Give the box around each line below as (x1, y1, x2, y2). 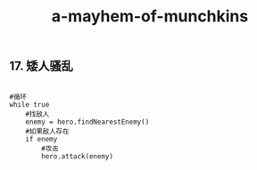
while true (9, 100, 50, 109)
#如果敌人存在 (25, 126, 70, 135)
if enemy (25, 134, 58, 143)
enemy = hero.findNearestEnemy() (25, 117, 150, 126)
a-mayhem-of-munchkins (51, 6, 249, 27)
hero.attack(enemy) (41, 151, 114, 161)
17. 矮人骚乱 (9, 59, 73, 74)
